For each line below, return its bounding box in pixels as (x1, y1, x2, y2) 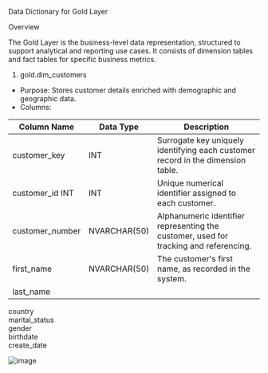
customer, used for (156, 230, 229, 241)
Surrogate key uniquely (156, 135, 245, 146)
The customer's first (156, 253, 234, 264)
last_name (12, 286, 51, 297)
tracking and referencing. (156, 241, 252, 251)
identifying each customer (156, 145, 255, 155)
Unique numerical (156, 178, 224, 188)
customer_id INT (12, 187, 74, 198)
